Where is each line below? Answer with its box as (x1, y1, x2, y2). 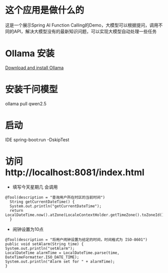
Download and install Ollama (5, 65, 64, 71)
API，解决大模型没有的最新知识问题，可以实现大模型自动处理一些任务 (13, 28, 157, 34)
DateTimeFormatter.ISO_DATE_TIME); (5, 254, 79, 259)
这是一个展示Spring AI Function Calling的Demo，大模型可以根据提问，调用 (5, 22, 158, 28)
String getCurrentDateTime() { (9, 199, 75, 204)
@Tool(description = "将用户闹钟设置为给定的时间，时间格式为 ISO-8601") (5, 237, 148, 242)
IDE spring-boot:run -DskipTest (5, 136, 69, 143)
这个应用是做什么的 (5, 5, 84, 16)
